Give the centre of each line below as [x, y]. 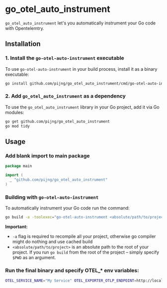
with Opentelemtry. [25, 28]
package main [19, 166]
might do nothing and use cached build [52, 241]
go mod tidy [17, 126]
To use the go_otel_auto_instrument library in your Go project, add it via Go [83, 107]
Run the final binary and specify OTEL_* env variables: [72, 270]
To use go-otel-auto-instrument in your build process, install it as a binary [81, 69]
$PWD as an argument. [34, 257]
